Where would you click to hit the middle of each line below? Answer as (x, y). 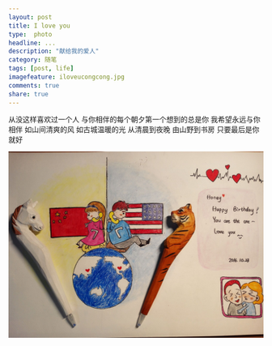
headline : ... (32, 43)
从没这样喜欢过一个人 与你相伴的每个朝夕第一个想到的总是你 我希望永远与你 (134, 119)
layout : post (30, 17)
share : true (28, 94)
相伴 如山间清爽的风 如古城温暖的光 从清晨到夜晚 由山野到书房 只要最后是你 (134, 129)
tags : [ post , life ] (41, 69)
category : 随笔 (33, 60)
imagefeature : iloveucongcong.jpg (67, 77)
